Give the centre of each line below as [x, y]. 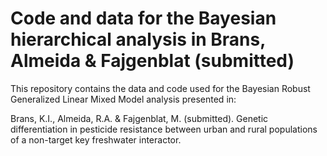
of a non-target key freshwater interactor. [96, 139]
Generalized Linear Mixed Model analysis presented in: [123, 99]
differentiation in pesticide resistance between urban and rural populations [164, 129]
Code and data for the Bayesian [143, 18]
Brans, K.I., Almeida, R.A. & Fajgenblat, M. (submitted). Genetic [139, 118]
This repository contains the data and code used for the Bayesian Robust [160, 88]
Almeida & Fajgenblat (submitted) [152, 61]
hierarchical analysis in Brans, [138, 39]
